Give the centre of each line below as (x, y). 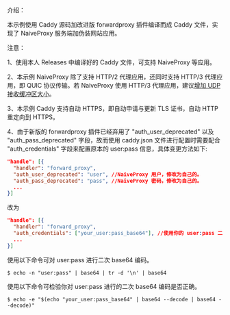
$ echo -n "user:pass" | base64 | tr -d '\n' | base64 (87, 273)
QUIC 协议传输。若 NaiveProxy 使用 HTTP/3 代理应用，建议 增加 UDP (124, 85)
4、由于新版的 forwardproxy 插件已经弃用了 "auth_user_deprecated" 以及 (111, 131)
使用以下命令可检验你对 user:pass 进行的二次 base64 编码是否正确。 (104, 286)
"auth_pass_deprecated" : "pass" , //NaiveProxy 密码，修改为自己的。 (108, 181)
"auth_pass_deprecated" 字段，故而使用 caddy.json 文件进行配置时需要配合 (114, 140)
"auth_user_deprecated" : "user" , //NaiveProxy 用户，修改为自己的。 (108, 174)
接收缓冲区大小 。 (31, 94)
